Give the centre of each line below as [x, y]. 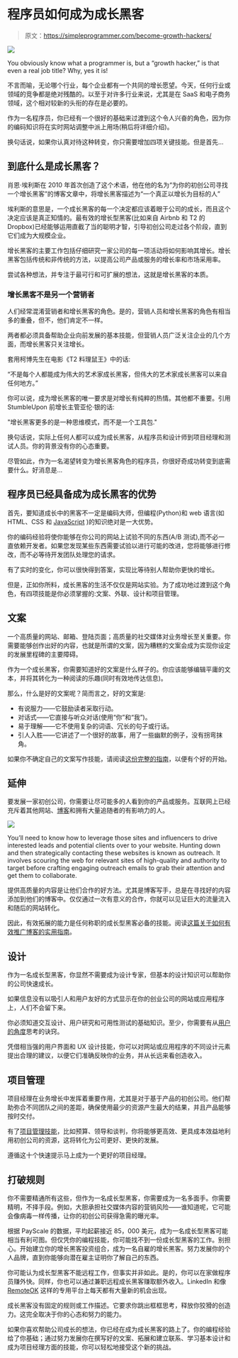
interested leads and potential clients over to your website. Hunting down [114, 845]
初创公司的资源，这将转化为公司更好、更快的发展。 [88, 1140]
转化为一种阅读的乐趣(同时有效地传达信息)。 [103, 678]
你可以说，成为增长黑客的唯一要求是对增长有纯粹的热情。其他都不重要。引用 [119, 399]
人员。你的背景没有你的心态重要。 [63, 446]
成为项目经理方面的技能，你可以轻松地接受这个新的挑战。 [91, 1347]
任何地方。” [23, 383]
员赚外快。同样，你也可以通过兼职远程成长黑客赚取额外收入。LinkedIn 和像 [117, 1281]
